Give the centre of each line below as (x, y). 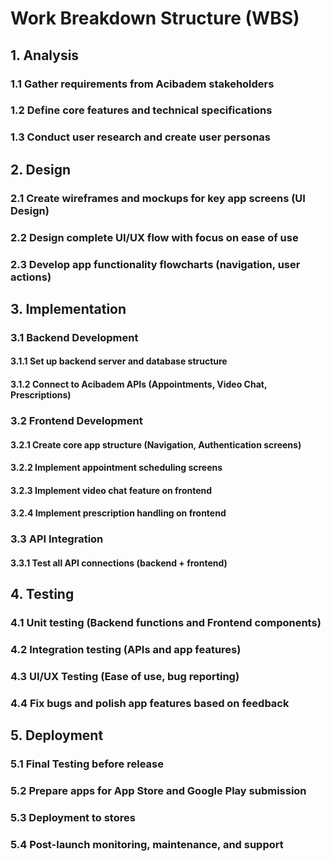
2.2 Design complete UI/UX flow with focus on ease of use (154, 237)
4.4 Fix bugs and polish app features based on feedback (150, 703)
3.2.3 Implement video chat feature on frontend (111, 490)
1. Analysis (45, 55)
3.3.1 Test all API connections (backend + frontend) (119, 563)
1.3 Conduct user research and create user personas (141, 137)
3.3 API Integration (57, 539)
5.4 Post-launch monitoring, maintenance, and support (147, 844)
